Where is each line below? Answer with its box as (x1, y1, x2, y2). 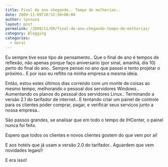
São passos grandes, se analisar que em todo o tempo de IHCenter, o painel (5, 117, 163, 123)
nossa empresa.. (5, 107, 40, 113)
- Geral (10, 40, 26, 46)
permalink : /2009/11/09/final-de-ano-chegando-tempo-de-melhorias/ (5, 26, 150, 31)
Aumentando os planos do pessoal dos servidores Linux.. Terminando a (5, 91, 155, 97)
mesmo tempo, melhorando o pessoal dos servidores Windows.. (5, 86, 139, 92)
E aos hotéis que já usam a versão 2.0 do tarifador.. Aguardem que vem (5, 142, 154, 148)
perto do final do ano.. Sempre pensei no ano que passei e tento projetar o (5, 65, 160, 71)
